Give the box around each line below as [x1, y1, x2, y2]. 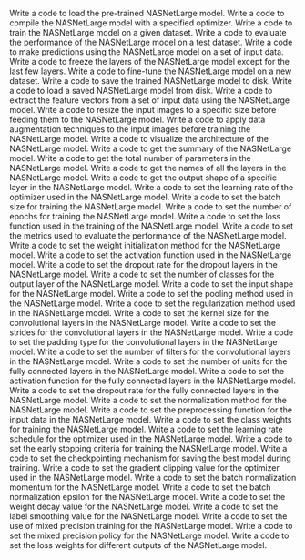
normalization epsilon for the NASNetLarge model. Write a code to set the [9, 492, 286, 502]
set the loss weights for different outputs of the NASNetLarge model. [9, 540, 267, 550]
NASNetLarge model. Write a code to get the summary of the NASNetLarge [9, 143, 292, 154]
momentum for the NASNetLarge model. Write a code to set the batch [9, 482, 271, 493]
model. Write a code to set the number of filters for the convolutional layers [9, 346, 291, 357]
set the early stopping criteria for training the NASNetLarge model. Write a [9, 443, 288, 453]
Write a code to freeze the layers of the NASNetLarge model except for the [9, 56, 290, 66]
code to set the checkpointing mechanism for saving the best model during [9, 453, 291, 463]
